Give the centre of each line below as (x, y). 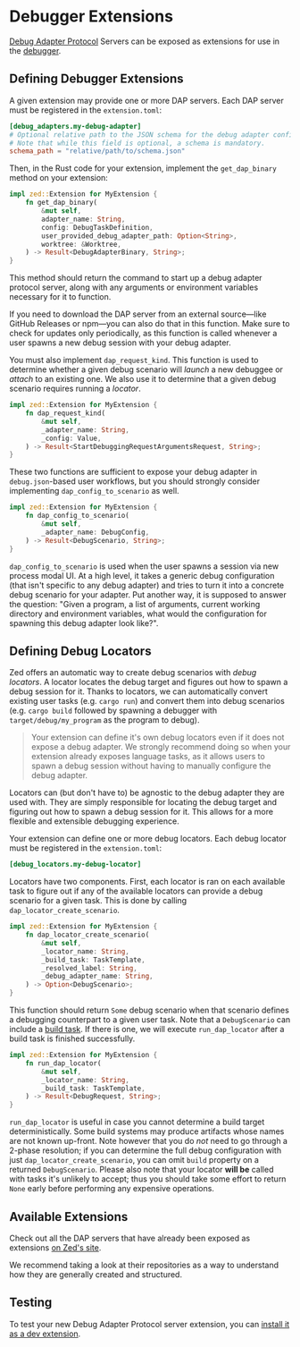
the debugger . (35, 50)
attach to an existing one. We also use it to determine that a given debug (143, 379)
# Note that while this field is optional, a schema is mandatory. (137, 143)
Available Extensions (69, 1217)
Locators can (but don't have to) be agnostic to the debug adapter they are (147, 792)
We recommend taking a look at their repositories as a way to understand (144, 1265)
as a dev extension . (45, 1334)
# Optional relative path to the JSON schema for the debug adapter (139, 135)
